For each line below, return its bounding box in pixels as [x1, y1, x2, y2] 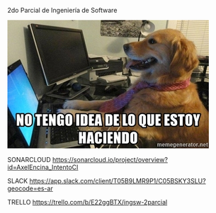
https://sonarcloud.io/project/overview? [52, 156, 169, 163]
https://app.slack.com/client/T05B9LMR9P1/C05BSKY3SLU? [29, 177, 207, 185]
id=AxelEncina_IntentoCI [7, 163, 79, 171]
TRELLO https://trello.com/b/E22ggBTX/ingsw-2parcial [7, 198, 168, 206]
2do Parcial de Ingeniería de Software [7, 6, 118, 14]
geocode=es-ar [7, 184, 53, 192]
